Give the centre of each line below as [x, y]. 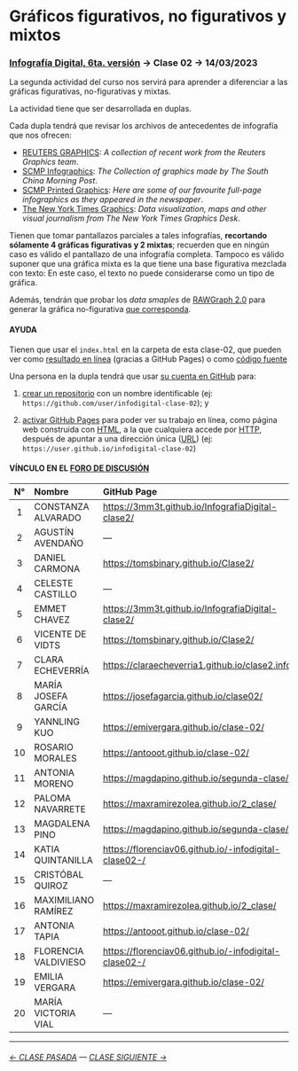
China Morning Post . [59, 181]
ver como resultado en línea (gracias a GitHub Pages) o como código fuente [149, 359]
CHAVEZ [52, 620]
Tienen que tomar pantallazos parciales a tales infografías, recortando [138, 236]
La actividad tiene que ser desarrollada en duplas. [101, 109]
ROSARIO [54, 747]
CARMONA [57, 568]
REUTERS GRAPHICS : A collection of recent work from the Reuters [144, 152]
